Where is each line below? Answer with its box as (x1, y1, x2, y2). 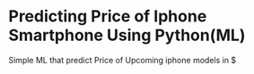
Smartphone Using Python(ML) (8, 25, 246, 45)
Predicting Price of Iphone (8, 6, 207, 27)
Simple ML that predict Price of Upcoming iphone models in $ (8, 54, 237, 65)
